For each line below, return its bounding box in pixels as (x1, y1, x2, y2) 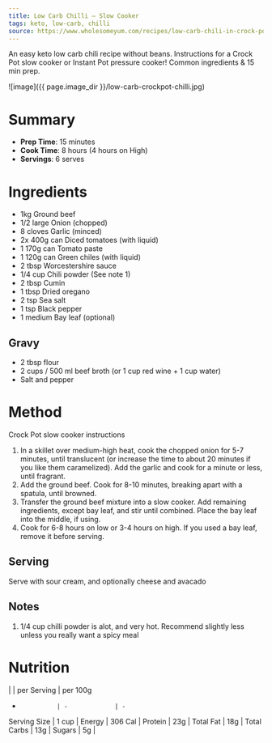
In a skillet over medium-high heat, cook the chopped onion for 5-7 (19, 446, 244, 455)
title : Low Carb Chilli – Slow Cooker (8, 11, 139, 20)
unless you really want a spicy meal (19, 630, 139, 639)
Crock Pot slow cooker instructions (8, 430, 125, 439)
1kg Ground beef (19, 210, 76, 219)
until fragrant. (19, 471, 66, 481)
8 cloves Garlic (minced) (19, 227, 103, 236)
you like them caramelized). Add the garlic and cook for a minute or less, (19, 463, 263, 472)
